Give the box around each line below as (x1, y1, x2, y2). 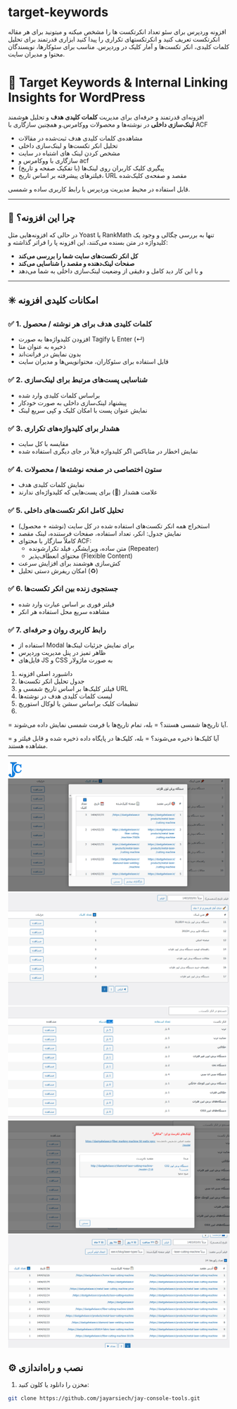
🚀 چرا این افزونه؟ (8, 212, 76, 224)
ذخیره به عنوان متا (18, 343, 66, 351)
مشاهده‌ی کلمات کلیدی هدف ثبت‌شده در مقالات (18, 134, 143, 142)
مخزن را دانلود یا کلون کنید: (18, 1380, 90, 1389)
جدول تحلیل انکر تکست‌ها (18, 677, 85, 686)
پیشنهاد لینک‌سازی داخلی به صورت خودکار (18, 398, 127, 407)
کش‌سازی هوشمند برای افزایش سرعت (18, 559, 121, 567)
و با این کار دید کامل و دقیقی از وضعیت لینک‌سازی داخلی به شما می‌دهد (18, 267, 203, 275)
